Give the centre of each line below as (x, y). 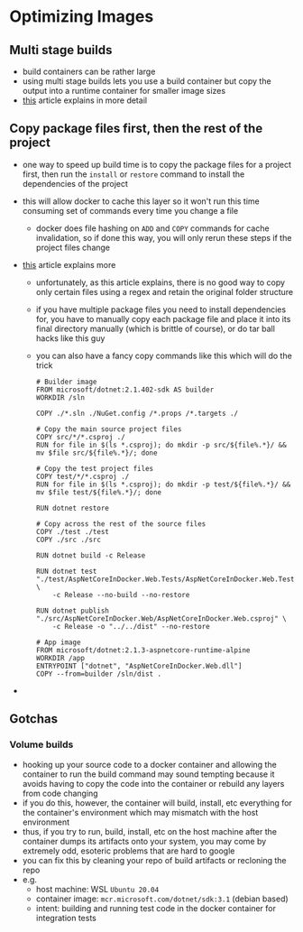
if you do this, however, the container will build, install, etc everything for (157, 803)
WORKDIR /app (60, 658)
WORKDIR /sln (60, 397)
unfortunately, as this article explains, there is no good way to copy (161, 282)
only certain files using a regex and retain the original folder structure (165, 291)
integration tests (66, 918)
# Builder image (66, 382)
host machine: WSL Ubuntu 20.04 (97, 889)
